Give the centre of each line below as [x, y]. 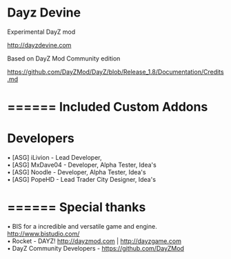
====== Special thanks [77, 207]
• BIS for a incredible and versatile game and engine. [82, 226]
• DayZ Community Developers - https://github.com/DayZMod [96, 248]
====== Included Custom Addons [108, 107]
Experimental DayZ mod [41, 32]
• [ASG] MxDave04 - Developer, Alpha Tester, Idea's [82, 165]
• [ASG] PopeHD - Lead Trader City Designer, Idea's [82, 180]
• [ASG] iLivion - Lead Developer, [54, 158]
